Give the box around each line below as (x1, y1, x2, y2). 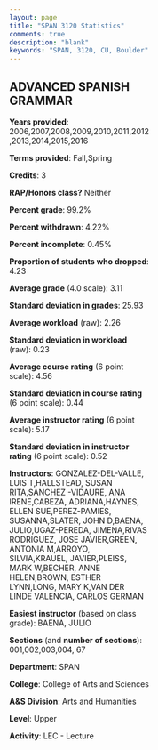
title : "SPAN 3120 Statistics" (9, 21, 125, 30)
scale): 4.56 (9, 370, 53, 381)
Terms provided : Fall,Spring (9, 152, 113, 163)
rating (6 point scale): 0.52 (9, 450, 107, 461)
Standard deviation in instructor (9, 441, 130, 452)
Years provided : (9, 117, 69, 127)
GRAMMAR (9, 93, 73, 108)
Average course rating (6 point (9, 361, 124, 372)
